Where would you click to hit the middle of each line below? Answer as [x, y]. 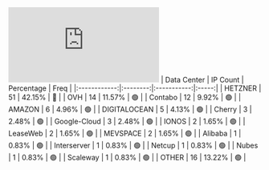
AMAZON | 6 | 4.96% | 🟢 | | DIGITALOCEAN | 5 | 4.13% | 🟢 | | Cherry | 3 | [130, 109]
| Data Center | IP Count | [202, 80]
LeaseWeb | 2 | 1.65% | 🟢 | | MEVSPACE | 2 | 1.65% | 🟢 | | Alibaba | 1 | [125, 133]
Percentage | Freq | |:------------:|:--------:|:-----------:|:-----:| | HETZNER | [135, 88]
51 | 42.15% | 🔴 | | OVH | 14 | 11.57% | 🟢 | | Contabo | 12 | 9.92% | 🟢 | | [125, 97]
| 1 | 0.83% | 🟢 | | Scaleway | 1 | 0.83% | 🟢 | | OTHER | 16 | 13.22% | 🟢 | [127, 157]
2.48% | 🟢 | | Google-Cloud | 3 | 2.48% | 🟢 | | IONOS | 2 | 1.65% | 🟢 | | [127, 121]
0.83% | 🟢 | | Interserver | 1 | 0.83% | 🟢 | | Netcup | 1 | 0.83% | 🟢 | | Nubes [133, 145]
